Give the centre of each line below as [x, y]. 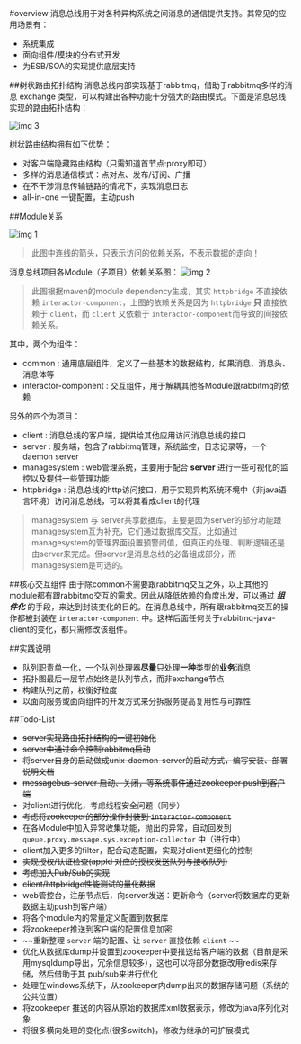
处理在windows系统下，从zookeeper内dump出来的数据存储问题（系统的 [156, 985]
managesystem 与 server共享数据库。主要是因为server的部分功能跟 [156, 520]
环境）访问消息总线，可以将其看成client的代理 [115, 501]
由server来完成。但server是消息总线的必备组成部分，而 [133, 553]
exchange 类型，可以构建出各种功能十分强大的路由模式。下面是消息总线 [153, 96]
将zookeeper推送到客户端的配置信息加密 [97, 929]
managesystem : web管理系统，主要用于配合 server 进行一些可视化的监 [155, 467]
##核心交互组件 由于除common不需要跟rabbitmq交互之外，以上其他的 [139, 584]
